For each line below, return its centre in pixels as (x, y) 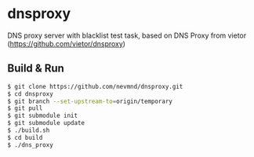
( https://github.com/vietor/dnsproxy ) (67, 43)
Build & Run (36, 69)
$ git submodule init (43, 116)
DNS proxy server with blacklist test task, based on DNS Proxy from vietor (127, 35)
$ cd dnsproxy (31, 94)
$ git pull (25, 108)
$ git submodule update (46, 123)
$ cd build (25, 137)
